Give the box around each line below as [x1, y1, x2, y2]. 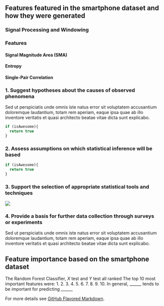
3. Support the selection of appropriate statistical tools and [5, 183, 149, 190]
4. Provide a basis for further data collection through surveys [5, 213, 154, 220]
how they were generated [5, 12, 85, 20]
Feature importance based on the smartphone [5, 255, 149, 263]
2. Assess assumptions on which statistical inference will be [5, 145, 153, 152]
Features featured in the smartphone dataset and [5, 4, 159, 12]
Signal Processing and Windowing [5, 27, 89, 34]
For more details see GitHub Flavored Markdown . [5, 296, 105, 302]
